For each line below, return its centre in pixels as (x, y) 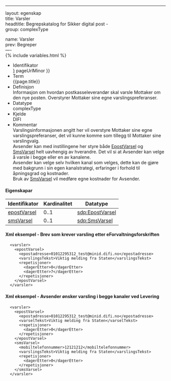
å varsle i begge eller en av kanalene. (52, 157)
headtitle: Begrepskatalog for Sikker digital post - (57, 24)
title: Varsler (18, 19)
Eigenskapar (19, 190)
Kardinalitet (58, 204)
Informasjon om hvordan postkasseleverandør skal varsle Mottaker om (87, 92)
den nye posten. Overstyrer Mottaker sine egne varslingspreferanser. (85, 98)
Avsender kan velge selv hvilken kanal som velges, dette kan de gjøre (85, 163)
